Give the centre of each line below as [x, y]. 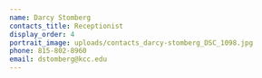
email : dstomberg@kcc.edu [58, 59]
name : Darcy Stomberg [50, 17]
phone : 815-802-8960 [49, 51]
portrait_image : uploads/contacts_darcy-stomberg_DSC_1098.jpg [131, 43]
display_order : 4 [42, 34]
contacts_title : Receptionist [67, 26]
